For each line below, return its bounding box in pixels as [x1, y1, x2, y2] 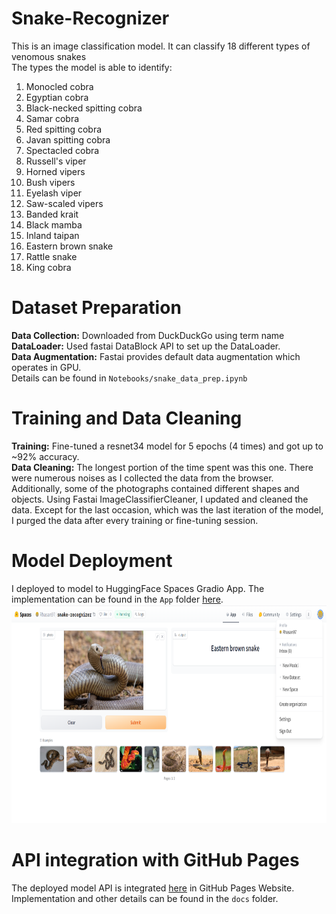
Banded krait [25, 208, 79, 220]
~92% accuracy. [11, 450, 80, 462]
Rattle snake [25, 250, 78, 262]
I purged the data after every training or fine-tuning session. [11, 514, 259, 526]
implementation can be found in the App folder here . [11, 593, 224, 605]
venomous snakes [11, 50, 87, 62]
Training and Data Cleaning [11, 407, 243, 430]
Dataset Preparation [11, 297, 182, 319]
